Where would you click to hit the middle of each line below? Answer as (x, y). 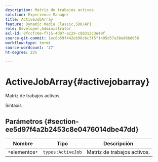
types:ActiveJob (62, 152)
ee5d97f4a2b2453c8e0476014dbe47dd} (72, 129)
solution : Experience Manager (37, 15)
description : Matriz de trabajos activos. (51, 10)
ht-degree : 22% (21, 52)
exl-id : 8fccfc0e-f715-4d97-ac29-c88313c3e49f (55, 33)
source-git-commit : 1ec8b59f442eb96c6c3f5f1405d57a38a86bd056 (72, 38)
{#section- (62, 121)
